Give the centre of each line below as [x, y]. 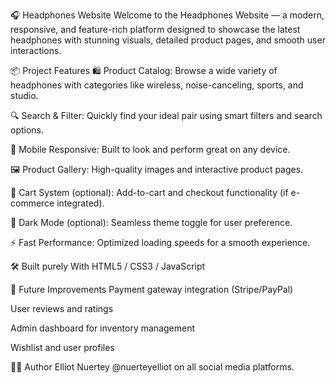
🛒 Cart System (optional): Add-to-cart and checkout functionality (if [149, 192]
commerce [32, 203]
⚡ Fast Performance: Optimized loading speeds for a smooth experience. [160, 242]
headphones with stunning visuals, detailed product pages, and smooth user [168, 40]
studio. [24, 95]
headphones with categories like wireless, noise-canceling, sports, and [157, 85]
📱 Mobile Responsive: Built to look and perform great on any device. [150, 149]
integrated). [80, 203]
